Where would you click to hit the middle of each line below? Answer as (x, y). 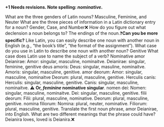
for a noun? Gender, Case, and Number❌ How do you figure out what (76, 27)
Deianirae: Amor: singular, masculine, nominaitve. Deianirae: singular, (75, 61)
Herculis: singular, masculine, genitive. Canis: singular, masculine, (72, 82)
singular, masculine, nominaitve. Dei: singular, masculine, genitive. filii (76, 93)
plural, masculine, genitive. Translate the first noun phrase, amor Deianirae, (82, 109)
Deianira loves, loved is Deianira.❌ (40, 119)
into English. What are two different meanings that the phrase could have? (80, 114)
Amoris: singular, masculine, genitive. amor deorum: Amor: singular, (74, 72)
